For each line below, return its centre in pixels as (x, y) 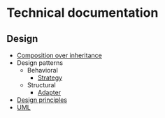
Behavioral (43, 70)
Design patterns (40, 63)
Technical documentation (82, 13)
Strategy (50, 78)
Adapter (49, 93)
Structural (42, 85)
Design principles (42, 100)
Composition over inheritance (59, 55)
